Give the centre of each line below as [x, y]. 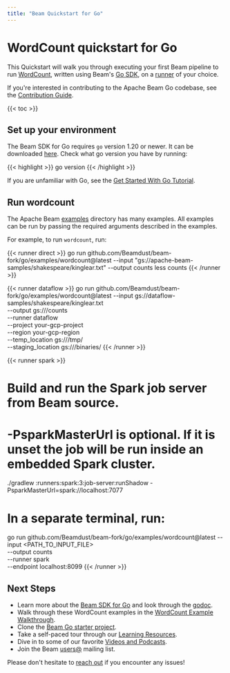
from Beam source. [63, 403]
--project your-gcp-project [46, 325]
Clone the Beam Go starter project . [67, 627]
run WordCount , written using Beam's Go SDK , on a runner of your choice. [113, 74]
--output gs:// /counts [37, 311]
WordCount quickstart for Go [92, 47]
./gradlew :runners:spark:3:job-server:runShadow [78, 483]
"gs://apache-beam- [164, 260]
